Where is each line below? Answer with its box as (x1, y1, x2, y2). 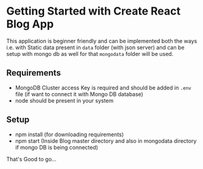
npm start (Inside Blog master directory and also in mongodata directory (15, 137, 197, 144)
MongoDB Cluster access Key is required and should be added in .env (15, 84, 192, 91)
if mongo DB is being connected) (15, 143, 99, 151)
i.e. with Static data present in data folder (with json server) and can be (6, 44, 185, 51)
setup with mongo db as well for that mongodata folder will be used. (6, 50, 174, 57)
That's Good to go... (6, 155, 57, 162)
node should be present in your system (15, 97, 114, 104)
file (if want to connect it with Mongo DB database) (15, 90, 143, 98)
